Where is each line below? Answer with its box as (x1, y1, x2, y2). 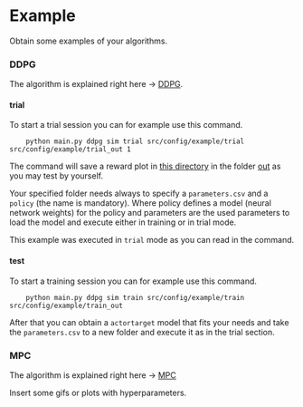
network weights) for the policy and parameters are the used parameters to (9, 208, 290, 218)
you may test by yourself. (9, 170, 104, 181)
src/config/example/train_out (9, 301, 124, 310)
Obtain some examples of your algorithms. (9, 35, 168, 46)
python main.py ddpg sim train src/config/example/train (25, 293, 245, 302)
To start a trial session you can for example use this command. (9, 120, 243, 131)
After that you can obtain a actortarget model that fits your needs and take (9, 316, 289, 327)
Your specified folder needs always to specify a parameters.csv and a (9, 188, 269, 199)
